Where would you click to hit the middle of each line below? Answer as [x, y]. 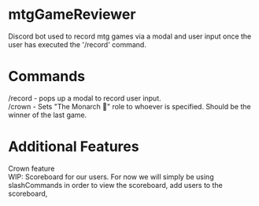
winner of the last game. [48, 115]
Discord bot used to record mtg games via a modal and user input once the [130, 36]
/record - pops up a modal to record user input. [85, 98]
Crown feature [31, 168]
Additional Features [74, 147]
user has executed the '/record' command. [78, 44]
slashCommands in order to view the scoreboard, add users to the [115, 185]
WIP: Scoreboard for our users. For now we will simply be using [111, 177]
